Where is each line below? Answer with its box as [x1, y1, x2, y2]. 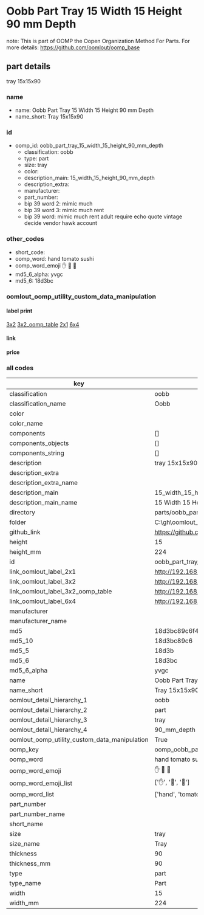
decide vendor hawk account [24, 219, 98, 227]
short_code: [15, 248, 46, 256]
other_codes [6, 235, 44, 243]
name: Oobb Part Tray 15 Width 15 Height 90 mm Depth [15, 106, 154, 114]
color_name [9, 420, 43, 428]
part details [6, 61, 51, 72]
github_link [9, 528, 41, 536]
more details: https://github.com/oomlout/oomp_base [6, 44, 140, 51]
